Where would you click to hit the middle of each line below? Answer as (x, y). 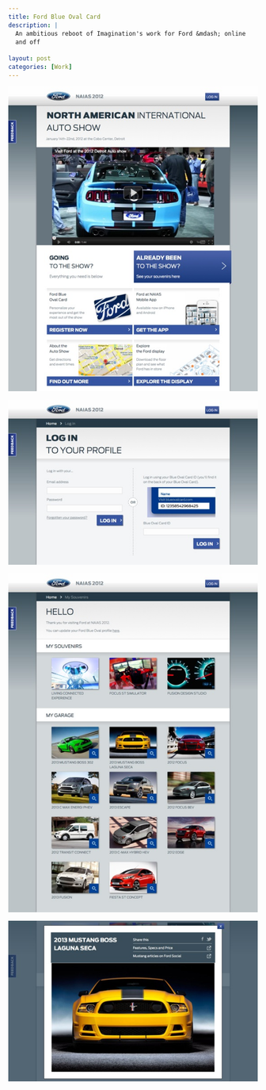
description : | (33, 25)
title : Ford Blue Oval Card (55, 17)
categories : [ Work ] (40, 67)
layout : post (30, 59)
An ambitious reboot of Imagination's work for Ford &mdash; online (131, 33)
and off (28, 42)
